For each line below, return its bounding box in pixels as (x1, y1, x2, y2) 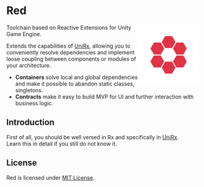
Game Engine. (6, 30, 42, 37)
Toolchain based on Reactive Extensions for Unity (6, 24, 131, 31)
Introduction (6, 117, 55, 128)
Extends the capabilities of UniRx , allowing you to (6, 42, 131, 50)
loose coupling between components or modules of (6, 55, 136, 62)
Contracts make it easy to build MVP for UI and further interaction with (15, 93, 194, 100)
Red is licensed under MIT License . (6, 174, 95, 181)
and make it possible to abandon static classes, (15, 80, 135, 87)
